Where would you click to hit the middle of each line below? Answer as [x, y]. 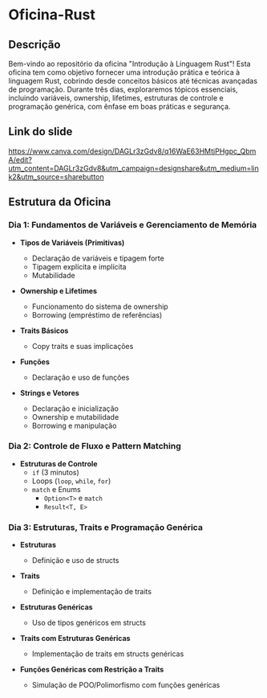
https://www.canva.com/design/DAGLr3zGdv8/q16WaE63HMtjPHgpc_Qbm [132, 151]
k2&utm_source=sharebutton [56, 177]
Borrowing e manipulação [74, 425]
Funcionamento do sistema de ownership [100, 306]
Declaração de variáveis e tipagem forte [98, 258]
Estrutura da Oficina [60, 202]
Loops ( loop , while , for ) [71, 481]
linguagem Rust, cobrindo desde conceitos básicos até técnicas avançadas [133, 81]
